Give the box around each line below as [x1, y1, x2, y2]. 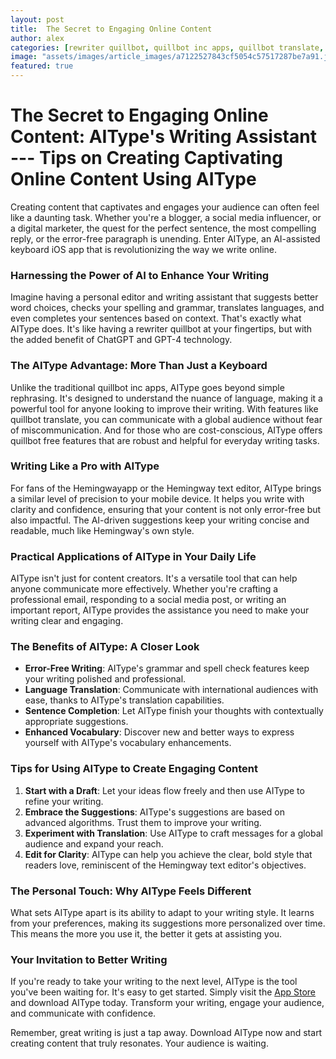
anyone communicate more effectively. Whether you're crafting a [10, 583, 279, 595]
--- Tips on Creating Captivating [10, 147, 283, 170]
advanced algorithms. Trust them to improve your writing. [24, 816, 262, 828]
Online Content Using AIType [10, 168, 257, 191]
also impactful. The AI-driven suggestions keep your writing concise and [10, 514, 310, 526]
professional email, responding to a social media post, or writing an [10, 594, 287, 606]
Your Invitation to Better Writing [10, 952, 168, 966]
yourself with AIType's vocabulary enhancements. [24, 737, 232, 749]
